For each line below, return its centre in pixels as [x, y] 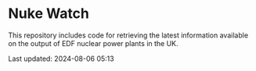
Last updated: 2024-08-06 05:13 [61, 59]
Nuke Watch [49, 14]
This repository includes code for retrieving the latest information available [128, 35]
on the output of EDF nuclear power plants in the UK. [93, 43]
